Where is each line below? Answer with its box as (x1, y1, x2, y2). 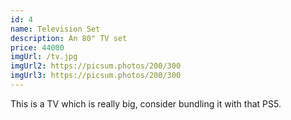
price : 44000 (10, 42, 65, 53)
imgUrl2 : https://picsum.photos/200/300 (10, 61, 182, 71)
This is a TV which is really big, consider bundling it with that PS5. (10, 97, 282, 110)
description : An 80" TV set (10, 33, 128, 43)
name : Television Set (10, 24, 101, 34)
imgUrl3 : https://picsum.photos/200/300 (10, 71, 182, 81)
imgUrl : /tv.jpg (10, 52, 78, 62)
